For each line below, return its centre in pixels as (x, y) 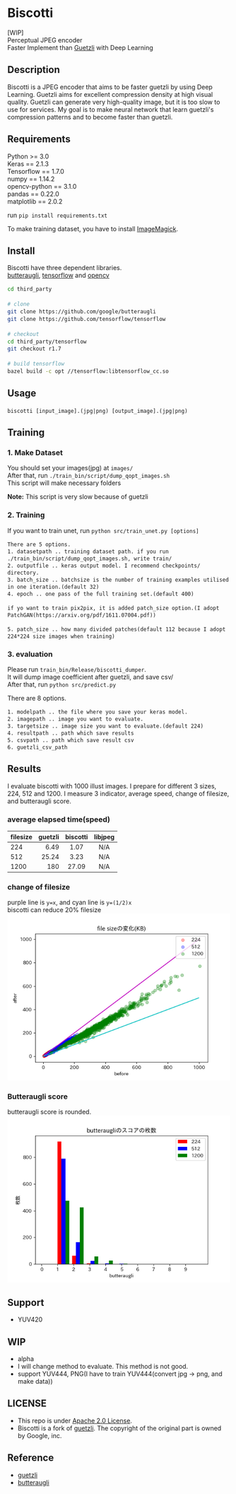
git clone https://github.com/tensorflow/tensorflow (87, 319)
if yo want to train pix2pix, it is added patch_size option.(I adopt (113, 608)
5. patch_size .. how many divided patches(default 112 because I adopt (117, 629)
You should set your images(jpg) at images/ (70, 468)
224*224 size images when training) (61, 636)
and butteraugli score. (40, 801)
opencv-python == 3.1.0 (42, 186)
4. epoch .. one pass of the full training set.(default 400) (101, 594)
